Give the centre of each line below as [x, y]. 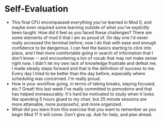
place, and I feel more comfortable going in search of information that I [82, 53]
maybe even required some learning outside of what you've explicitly [81, 27]
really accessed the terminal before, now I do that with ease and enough [84, 42]
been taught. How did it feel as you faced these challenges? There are [82, 32]
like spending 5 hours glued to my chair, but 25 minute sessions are [79, 99]
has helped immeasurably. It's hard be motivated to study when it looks [83, 94]
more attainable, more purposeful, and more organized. [67, 104]
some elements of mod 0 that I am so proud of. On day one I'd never [80, 38]
